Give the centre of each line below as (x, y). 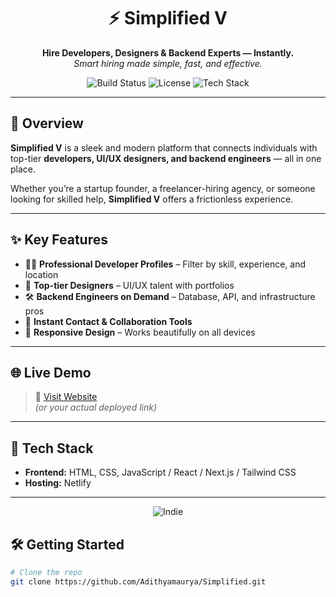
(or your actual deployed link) (96, 407)
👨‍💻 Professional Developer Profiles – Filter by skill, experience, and (165, 264)
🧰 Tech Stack (52, 448)
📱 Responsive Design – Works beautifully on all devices (140, 332)
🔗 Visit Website (66, 397)
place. (23, 169)
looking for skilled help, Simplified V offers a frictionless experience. (152, 199)
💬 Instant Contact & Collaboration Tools (108, 321)
